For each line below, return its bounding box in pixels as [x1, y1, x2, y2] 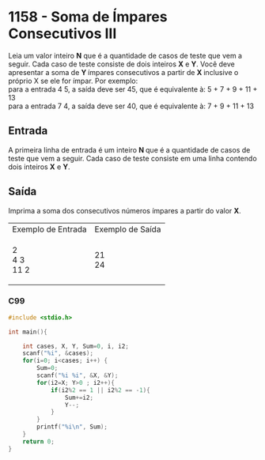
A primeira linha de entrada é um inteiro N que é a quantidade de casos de [8, 145, 251, 154]
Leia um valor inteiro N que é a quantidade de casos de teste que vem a [8, 51, 243, 60]
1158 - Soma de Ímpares [8, 8, 168, 26]
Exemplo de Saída [94, 224, 161, 235]
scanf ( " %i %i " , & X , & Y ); [36, 371, 119, 379]
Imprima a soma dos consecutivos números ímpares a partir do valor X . [8, 205, 241, 215]
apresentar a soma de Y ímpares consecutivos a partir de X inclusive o [8, 67, 239, 77]
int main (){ [8, 328, 47, 336]
